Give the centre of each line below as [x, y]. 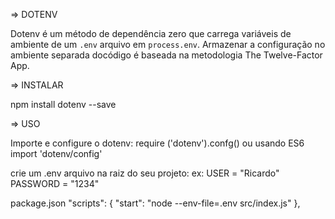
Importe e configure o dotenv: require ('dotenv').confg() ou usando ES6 [157, 143]
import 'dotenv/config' [56, 153]
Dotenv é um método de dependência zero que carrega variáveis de [151, 33]
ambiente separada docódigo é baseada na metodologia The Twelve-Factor [166, 55]
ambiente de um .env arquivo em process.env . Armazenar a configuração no [168, 44]
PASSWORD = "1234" [55, 183]
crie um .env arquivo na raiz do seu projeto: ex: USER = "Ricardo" [145, 173]
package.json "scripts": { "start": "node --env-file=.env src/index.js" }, [155, 203]
